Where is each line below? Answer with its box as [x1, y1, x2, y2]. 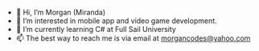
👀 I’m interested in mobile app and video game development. [15, 16, 217, 25]
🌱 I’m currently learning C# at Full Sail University [15, 25, 177, 33]
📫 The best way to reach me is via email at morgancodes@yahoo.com [15, 33, 251, 43]
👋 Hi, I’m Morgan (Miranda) [15, 8, 106, 17]
